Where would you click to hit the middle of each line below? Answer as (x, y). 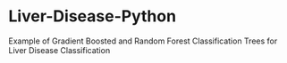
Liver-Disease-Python (92, 16)
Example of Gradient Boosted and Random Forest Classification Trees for (143, 41)
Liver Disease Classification (59, 50)
